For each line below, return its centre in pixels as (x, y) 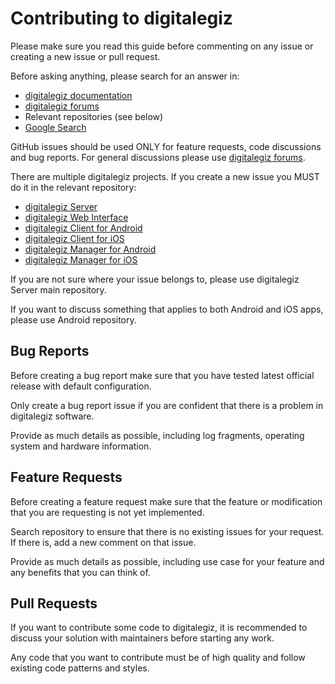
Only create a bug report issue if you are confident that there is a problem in (167, 405)
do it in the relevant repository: (73, 187)
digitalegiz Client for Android (83, 228)
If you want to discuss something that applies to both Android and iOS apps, (167, 309)
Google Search (55, 127)
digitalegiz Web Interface (76, 217)
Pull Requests (54, 603)
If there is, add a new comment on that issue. (103, 542)
